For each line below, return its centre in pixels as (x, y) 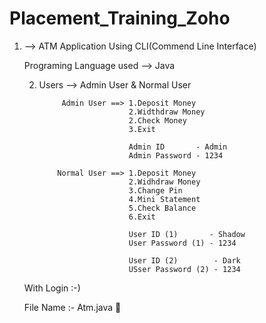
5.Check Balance (162, 208)
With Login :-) (52, 288)
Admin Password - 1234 (176, 155)
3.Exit (142, 129)
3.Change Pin (155, 190)
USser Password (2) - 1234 (184, 269)
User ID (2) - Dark (184, 260)
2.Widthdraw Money (167, 112)
